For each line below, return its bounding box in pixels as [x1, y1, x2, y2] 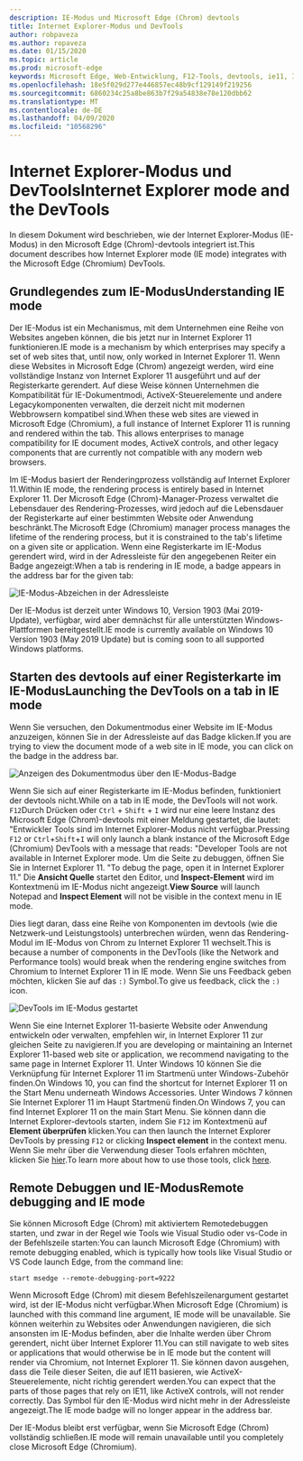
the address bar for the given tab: [9, 569, 134, 580]
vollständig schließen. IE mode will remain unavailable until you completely [9, 1432, 284, 1443]
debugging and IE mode [9, 1194, 146, 1209]
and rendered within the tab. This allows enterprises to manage [9, 428, 245, 439]
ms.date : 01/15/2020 [9, 47, 87, 56]
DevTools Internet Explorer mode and [9, 180, 290, 201]
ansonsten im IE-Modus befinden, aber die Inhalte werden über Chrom [9, 1328, 272, 1339]
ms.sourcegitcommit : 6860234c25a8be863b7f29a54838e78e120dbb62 [9, 88, 252, 97]
